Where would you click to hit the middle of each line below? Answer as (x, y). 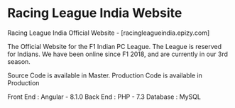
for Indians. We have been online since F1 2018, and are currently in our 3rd (118, 54)
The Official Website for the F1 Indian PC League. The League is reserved (115, 46)
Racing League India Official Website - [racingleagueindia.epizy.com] (109, 33)
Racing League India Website (95, 13)
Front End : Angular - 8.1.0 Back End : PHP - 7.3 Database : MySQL (104, 97)
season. (19, 61)
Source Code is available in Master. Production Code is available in (105, 75)
